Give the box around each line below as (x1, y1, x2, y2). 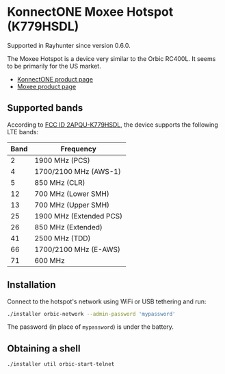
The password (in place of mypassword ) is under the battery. (7, 323, 174, 331)
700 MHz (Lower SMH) (34, 189, 109, 199)
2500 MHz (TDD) (34, 234, 91, 243)
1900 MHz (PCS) (34, 155, 90, 165)
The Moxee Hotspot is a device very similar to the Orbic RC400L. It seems (7, 54, 216, 62)
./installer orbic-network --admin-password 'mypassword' (7, 310, 176, 317)
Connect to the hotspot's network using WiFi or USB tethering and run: (7, 297, 207, 306)
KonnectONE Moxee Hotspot (7, 4, 174, 20)
